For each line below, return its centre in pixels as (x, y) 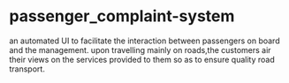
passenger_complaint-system (122, 16)
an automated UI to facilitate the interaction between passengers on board (144, 41)
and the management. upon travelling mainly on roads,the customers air (140, 49)
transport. (27, 69)
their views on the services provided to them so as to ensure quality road (142, 59)
